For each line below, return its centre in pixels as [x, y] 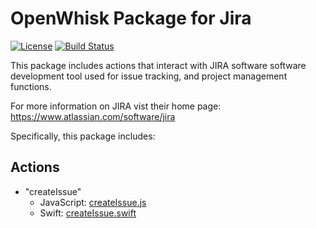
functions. [31, 86]
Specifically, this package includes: [83, 136]
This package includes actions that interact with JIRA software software [158, 65]
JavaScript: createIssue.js [93, 202]
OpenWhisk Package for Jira [131, 18]
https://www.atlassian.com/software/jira [93, 116]
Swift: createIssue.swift [88, 213]
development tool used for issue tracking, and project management [149, 76]
